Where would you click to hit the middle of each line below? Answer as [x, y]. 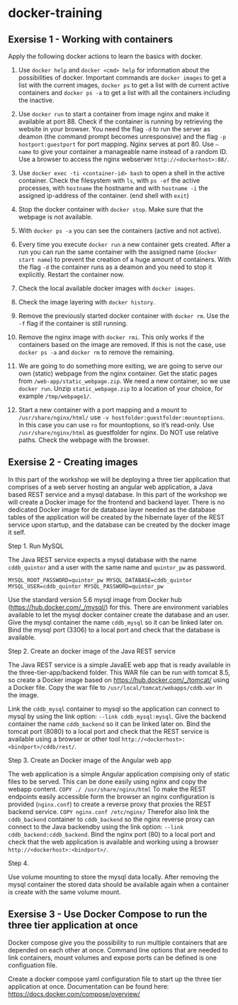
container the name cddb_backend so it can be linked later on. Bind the [109, 724]
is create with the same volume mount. [64, 891]
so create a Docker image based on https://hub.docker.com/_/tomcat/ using [119, 680]
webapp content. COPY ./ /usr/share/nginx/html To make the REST [107, 789]
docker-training [55, 13]
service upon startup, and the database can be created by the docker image [119, 525]
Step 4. [18, 863]
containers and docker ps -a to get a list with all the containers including [124, 93]
